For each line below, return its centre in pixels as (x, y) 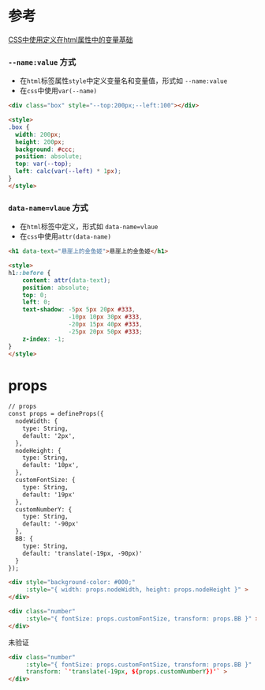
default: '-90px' (51, 524)
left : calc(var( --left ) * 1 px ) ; (69, 172)
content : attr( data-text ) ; (67, 280)
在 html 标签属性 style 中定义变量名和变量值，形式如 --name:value (123, 81)
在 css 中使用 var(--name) (58, 91)
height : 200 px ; (40, 142)
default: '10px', (51, 466)
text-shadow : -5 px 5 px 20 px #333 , (79, 310)
